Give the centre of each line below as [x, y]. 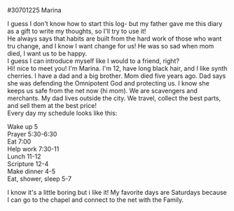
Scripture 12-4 [28, 164]
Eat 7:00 [19, 142]
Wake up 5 [23, 127]
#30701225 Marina [34, 10]
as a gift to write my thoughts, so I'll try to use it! [77, 31]
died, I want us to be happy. [47, 53]
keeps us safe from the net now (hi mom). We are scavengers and [103, 91]
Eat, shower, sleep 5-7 [40, 179]
